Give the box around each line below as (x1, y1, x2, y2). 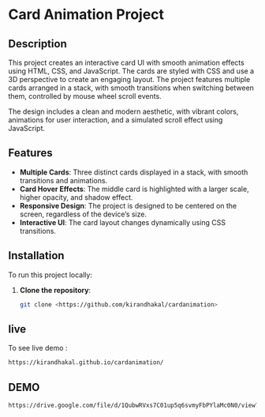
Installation (8, 249, 65, 262)
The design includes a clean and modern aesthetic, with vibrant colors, (8, 107, 239, 116)
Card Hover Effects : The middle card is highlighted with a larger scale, (19, 184, 250, 193)
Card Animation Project (8, 6, 164, 24)
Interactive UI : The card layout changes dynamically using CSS (19, 217, 226, 227)
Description (8, 37, 67, 51)
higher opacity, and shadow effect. (19, 192, 133, 202)
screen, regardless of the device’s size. (19, 209, 147, 219)
